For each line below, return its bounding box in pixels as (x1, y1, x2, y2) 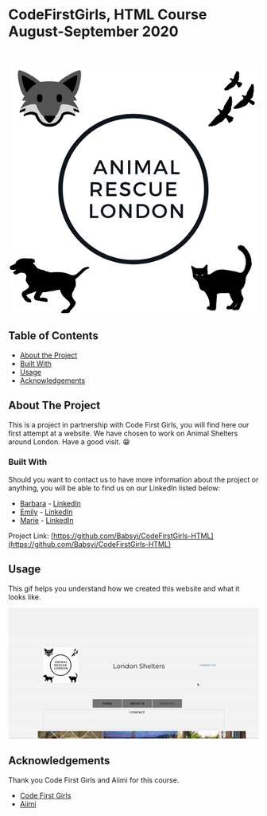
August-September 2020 (8, 22, 179, 41)
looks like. (8, 592, 41, 602)
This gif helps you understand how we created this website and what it (8, 584, 240, 593)
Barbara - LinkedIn (19, 498, 82, 508)
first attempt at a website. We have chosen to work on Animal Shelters (8, 428, 238, 438)
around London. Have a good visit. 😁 (8, 436, 130, 447)
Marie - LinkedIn (19, 515, 74, 525)
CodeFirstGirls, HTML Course (8, 6, 207, 24)
